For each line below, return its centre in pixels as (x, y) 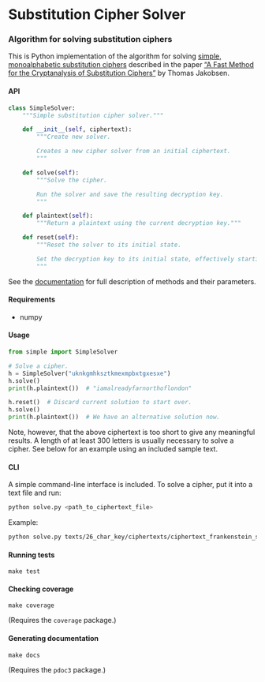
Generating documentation (54, 639)
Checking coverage (41, 589)
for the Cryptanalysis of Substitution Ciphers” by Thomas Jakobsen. (119, 73)
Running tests (32, 555)
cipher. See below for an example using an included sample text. (113, 449)
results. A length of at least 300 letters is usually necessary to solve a (121, 440)
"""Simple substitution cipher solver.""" (93, 115)
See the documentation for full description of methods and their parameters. (132, 281)
